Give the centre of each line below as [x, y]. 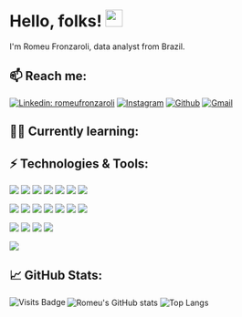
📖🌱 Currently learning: [74, 132]
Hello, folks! [56, 21]
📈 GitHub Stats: [56, 276]
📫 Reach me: [48, 76]
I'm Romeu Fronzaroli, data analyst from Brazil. [97, 46]
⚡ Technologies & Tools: [79, 164]
